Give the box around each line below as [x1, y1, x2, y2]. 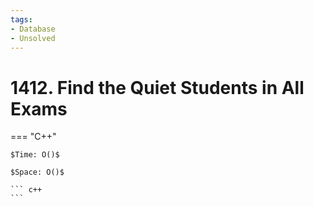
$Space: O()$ [10, 167, 65, 178]
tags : [10, 14, 33, 25]
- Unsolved [10, 33, 56, 43]
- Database [10, 24, 56, 34]
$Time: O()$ [10, 150, 60, 160]
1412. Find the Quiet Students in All [10, 76, 305, 99]
